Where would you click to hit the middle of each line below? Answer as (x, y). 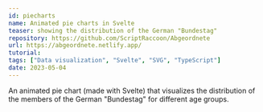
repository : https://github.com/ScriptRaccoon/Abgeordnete (109, 38)
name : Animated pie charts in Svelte (72, 23)
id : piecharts (32, 16)
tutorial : (25, 53)
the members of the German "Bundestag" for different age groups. (119, 99)
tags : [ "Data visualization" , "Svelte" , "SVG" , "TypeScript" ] (115, 61)
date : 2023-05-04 (37, 68)
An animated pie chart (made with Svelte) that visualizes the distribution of (132, 90)
